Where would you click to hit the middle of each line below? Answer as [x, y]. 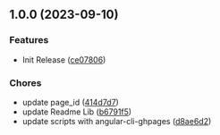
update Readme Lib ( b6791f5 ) [77, 112]
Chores [25, 82]
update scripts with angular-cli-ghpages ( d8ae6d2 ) [117, 121]
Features [29, 40]
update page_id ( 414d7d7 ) [70, 102]
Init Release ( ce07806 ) [64, 59]
